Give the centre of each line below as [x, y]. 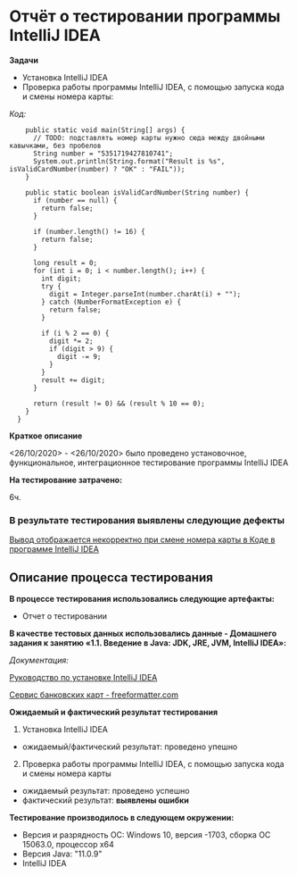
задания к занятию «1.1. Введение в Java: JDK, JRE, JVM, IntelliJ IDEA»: [148, 643]
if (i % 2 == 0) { [75, 333]
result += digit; [73, 380]
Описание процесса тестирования [111, 577]
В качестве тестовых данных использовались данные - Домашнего [143, 634]
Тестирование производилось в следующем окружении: [122, 818]
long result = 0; [65, 263]
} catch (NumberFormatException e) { [111, 302]
